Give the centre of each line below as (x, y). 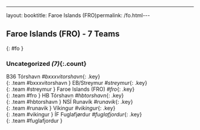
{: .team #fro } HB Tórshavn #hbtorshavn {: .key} (65, 96)
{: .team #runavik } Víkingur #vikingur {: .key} (61, 108)
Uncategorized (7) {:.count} (46, 64)
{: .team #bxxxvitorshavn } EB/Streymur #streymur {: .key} (77, 83)
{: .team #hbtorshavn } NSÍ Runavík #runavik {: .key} (70, 102)
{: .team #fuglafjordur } (34, 121)
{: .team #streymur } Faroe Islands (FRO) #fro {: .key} (71, 89)
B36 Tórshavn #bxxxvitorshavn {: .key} (53, 77)
